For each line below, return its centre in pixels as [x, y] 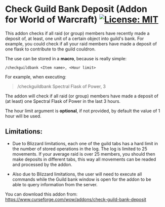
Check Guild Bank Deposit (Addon [76, 9]
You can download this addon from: [41, 194]
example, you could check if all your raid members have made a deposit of [81, 43]
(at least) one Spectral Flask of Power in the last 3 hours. [63, 101]
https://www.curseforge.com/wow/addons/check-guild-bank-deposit [76, 199]
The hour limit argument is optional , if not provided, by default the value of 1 [83, 111]
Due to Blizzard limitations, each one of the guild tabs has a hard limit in [85, 143]
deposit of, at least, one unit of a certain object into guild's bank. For [75, 39]
